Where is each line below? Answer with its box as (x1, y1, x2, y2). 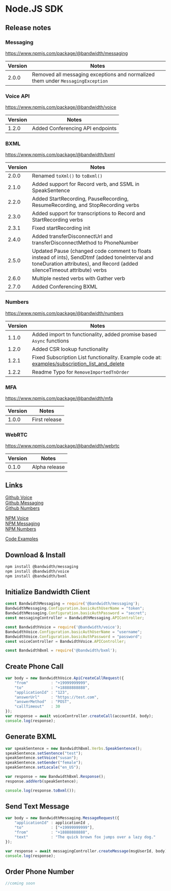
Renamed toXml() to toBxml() (32, 172, 103, 179)
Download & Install (5, 551, 66, 559)
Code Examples (5, 536, 38, 542)
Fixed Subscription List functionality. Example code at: (32, 354, 162, 361)
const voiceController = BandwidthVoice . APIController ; (5, 639, 126, 644)
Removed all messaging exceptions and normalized (32, 71, 155, 78)
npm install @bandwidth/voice (5, 569, 70, 574)
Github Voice (5, 494, 33, 501)
